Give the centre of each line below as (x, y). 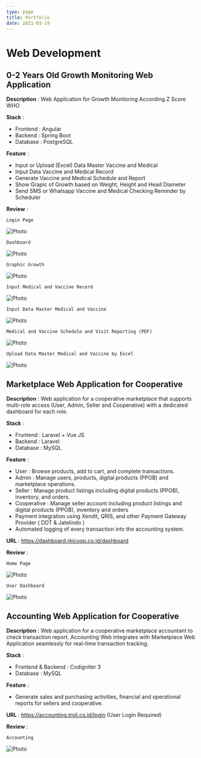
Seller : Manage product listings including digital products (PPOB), (97, 491)
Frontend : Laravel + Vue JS (49, 435)
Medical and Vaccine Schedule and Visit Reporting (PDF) (79, 332)
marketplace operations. (45, 484)
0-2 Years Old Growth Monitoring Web (80, 75)
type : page (20, 12)
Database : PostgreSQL (44, 142)
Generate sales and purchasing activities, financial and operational (98, 697)
